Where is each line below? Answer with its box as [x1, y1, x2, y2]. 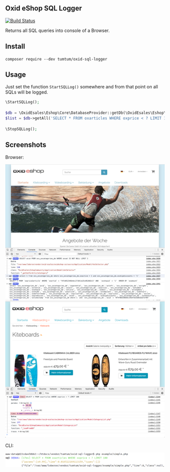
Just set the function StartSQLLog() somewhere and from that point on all [5, 84, 158, 90]
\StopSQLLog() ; [5, 127, 37, 132]
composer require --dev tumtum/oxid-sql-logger [5, 56, 108, 61]
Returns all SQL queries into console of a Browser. [5, 27, 110, 34]
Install [5, 42, 25, 51]
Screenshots [5, 141, 47, 149]
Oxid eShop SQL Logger [5, 4, 82, 13]
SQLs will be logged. [5, 89, 48, 96]
